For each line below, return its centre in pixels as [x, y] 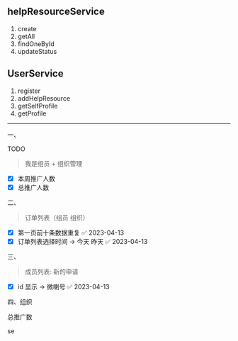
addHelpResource [44, 98]
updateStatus [37, 51]
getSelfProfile [38, 106]
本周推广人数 [36, 178]
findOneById [36, 44]
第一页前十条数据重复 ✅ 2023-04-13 [71, 233]
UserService [35, 74]
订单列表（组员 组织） [57, 217]
